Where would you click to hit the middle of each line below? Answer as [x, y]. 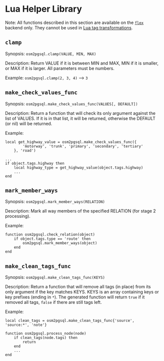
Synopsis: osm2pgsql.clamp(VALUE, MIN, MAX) [51, 53]
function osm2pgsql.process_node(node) [46, 334]
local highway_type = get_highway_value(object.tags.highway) [79, 168]
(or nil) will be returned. [29, 124]
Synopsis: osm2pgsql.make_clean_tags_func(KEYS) [55, 277]
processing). [18, 216]
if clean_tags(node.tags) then [46, 338]
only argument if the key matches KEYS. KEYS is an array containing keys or [82, 292]
